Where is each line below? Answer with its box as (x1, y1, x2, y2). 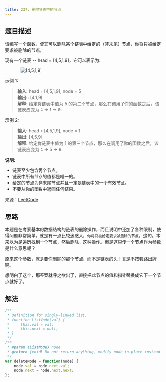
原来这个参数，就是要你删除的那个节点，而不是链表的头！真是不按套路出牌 (5, 256, 157, 262)
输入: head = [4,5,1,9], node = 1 (17, 128, 81, 134)
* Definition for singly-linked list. (7, 313, 87, 318)
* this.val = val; (7, 322, 54, 327)
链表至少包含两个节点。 (12, 167, 60, 173)
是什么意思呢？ (5, 245, 36, 251)
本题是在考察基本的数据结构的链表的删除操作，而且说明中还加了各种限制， (5, 226, 157, 233)
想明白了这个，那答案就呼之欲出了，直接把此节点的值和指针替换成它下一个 (5, 273, 157, 278)
